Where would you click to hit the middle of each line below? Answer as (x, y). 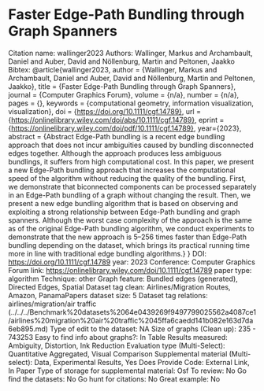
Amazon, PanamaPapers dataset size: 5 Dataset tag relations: (108, 295)
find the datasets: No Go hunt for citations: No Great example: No (114, 378)
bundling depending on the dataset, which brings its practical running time (129, 245)
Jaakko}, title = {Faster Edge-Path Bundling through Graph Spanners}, (122, 86)
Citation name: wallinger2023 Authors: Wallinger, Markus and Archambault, (130, 53)
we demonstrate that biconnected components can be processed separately (132, 186)
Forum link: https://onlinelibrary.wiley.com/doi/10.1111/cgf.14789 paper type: (130, 270)
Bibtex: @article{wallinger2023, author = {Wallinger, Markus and (113, 69)
